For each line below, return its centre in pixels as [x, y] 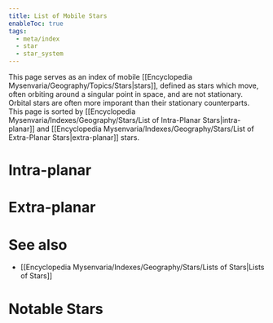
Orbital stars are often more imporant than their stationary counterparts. [129, 103]
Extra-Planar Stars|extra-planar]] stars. [74, 137]
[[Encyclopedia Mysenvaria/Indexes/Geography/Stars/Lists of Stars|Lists [142, 267]
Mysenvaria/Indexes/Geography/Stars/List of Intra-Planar [105, 120]
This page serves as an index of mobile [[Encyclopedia [101, 77]
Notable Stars [56, 309]
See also [38, 244]
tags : [18, 31]
